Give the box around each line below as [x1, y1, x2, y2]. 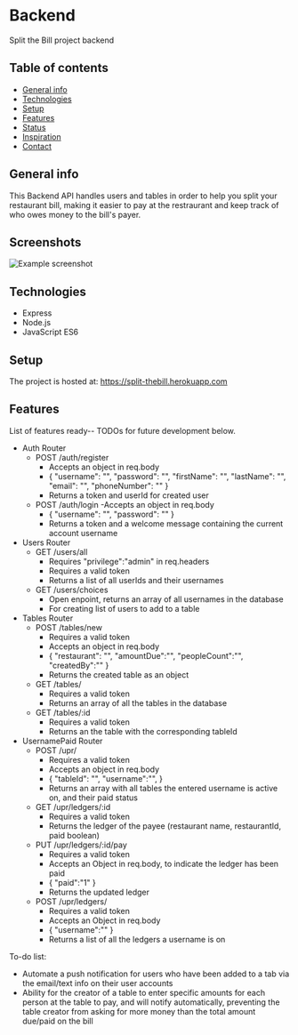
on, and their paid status [48, 792, 138, 803]
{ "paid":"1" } [48, 877, 96, 887]
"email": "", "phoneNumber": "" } [48, 480, 169, 491]
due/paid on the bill [21, 1015, 93, 1026]
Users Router [21, 537, 71, 548]
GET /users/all [35, 546, 88, 557]
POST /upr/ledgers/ [35, 895, 108, 907]
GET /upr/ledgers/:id [35, 801, 111, 812]
